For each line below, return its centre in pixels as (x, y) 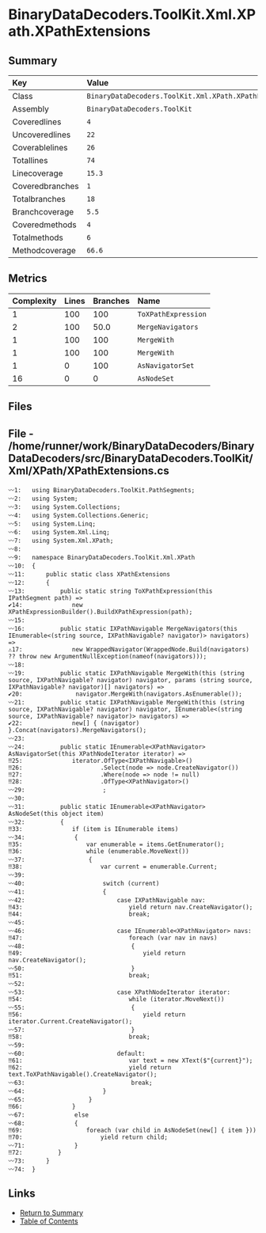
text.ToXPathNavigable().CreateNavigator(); (83, 1075)
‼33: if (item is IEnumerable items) (93, 829)
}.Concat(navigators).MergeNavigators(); (78, 730)
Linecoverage (38, 173)
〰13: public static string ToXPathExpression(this (110, 591)
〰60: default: (77, 1054)
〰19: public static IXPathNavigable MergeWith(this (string (127, 673)
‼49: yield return (97, 954)
